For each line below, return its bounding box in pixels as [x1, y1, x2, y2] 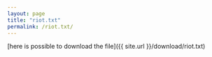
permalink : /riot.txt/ [7, 23, 73, 30]
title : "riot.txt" [7, 17, 61, 24]
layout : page [7, 10, 45, 17]
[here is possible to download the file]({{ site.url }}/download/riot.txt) [7, 42, 206, 51]
